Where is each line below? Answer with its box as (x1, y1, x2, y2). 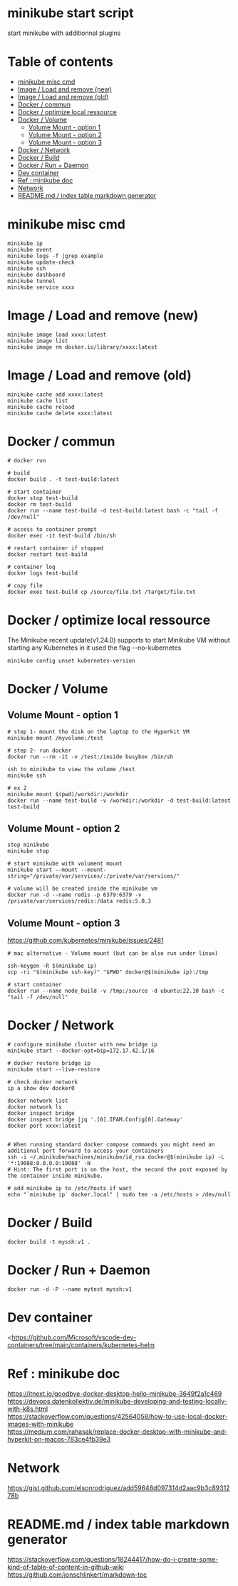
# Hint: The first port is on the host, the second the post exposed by (7, 1166, 228, 1174)
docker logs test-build (7, 570, 78, 577)
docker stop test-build (7, 495, 78, 502)
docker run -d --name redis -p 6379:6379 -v (7, 891, 142, 898)
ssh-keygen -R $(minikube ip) (7, 963, 98, 970)
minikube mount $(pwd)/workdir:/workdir (7, 790, 130, 798)
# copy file (7, 582, 43, 589)
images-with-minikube (7, 1419, 74, 1428)
